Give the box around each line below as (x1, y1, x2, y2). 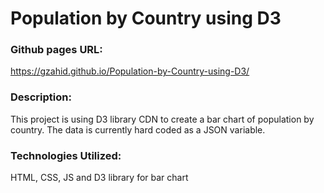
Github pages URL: (10, 43, 103, 57)
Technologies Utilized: (10, 148, 122, 162)
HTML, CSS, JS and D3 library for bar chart (10, 172, 189, 184)
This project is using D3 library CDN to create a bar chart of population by (10, 113, 315, 125)
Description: (10, 90, 72, 104)
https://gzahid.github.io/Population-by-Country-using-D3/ (10, 65, 250, 77)
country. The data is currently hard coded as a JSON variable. (10, 123, 266, 136)
